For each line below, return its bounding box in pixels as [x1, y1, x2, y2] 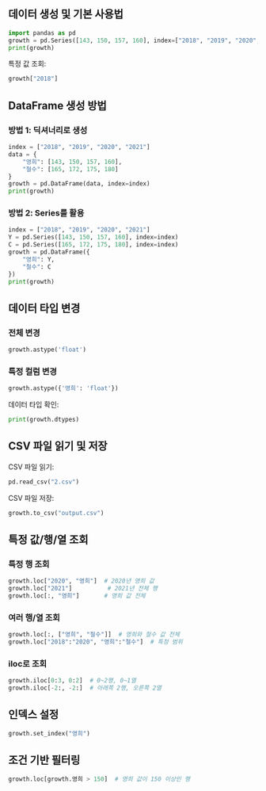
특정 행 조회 [8, 558, 50, 569]
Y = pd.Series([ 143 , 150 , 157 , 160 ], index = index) [8, 233, 179, 242]
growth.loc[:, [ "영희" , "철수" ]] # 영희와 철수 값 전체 [8, 631, 180, 639]
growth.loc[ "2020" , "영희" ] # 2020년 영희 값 [8, 577, 154, 585]
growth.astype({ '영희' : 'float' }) [8, 384, 119, 392]
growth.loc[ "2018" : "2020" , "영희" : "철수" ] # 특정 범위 [8, 638, 184, 646]
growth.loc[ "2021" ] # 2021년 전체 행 [8, 585, 158, 593]
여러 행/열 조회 [8, 612, 61, 623]
